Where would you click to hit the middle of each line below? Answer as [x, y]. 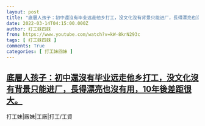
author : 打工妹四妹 [29, 29]
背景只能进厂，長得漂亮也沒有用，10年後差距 [99, 89]
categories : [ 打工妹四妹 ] [40, 52]
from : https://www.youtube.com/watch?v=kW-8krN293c [73, 35]
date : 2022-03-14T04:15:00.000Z [47, 23]
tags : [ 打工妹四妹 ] [31, 40]
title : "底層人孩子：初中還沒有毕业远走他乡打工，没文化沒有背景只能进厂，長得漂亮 [99, 18]
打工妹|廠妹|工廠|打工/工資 [40, 116]
